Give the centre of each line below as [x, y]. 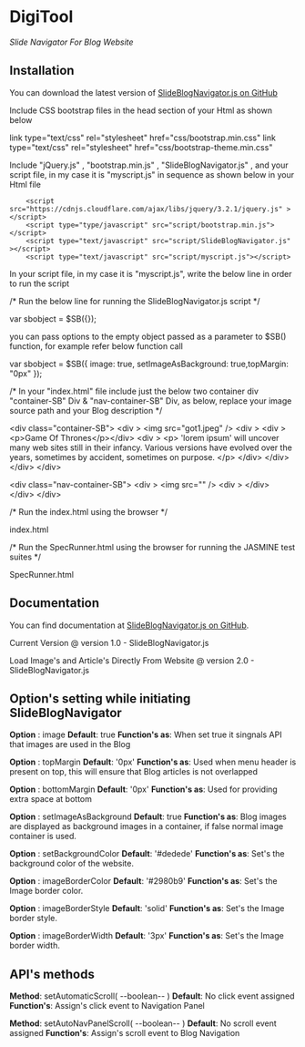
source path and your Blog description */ [86, 410]
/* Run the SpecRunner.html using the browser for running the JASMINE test [152, 547]
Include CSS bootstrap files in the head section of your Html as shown [141, 110]
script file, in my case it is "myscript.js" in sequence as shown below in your [152, 174]
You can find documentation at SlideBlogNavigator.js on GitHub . [129, 625]
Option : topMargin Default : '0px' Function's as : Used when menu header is [153, 762]
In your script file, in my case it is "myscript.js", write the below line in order [151, 273]
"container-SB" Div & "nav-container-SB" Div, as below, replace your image [151, 400]
